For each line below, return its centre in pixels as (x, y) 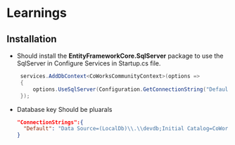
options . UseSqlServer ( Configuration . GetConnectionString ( (120, 89)
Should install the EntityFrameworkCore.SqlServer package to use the (120, 56)
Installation (32, 39)
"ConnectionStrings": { (50, 122)
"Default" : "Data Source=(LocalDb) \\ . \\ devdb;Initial (104, 129)
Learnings (37, 13)
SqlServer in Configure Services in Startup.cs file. (89, 63)
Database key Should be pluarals (64, 109)
